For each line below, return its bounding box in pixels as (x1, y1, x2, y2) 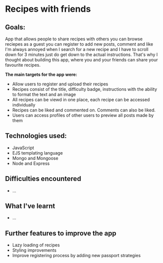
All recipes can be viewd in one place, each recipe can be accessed (12, 97, 150, 103)
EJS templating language (12, 150, 63, 156)
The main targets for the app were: (5, 72, 78, 77)
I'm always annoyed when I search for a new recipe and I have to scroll (5, 47, 149, 52)
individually (12, 102, 36, 107)
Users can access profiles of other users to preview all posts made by (12, 112, 154, 118)
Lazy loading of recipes (12, 242, 60, 248)
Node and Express (12, 160, 50, 166)
